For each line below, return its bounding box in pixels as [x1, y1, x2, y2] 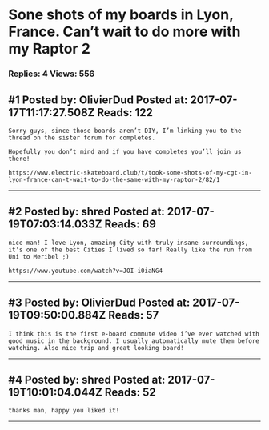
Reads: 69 [104, 218, 156, 231]
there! [8, 155, 30, 163]
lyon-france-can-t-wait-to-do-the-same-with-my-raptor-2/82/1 [8, 175, 220, 183]
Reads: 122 [97, 106, 154, 119]
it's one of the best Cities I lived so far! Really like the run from [8, 246, 252, 254]
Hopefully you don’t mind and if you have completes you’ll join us [8, 147, 242, 155]
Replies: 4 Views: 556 [8, 68, 95, 79]
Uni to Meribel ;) [8, 252, 70, 261]
